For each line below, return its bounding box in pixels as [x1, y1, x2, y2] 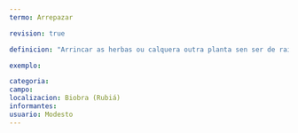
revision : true [9, 28, 66, 38]
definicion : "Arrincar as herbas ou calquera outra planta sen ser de [9, 45, 276, 54]
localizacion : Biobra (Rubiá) [9, 94, 122, 103]
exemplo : [9, 61, 42, 70]
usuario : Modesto [9, 110, 74, 119]
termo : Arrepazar [9, 12, 74, 22]
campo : [9, 85, 34, 94]
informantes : [9, 102, 58, 111]
